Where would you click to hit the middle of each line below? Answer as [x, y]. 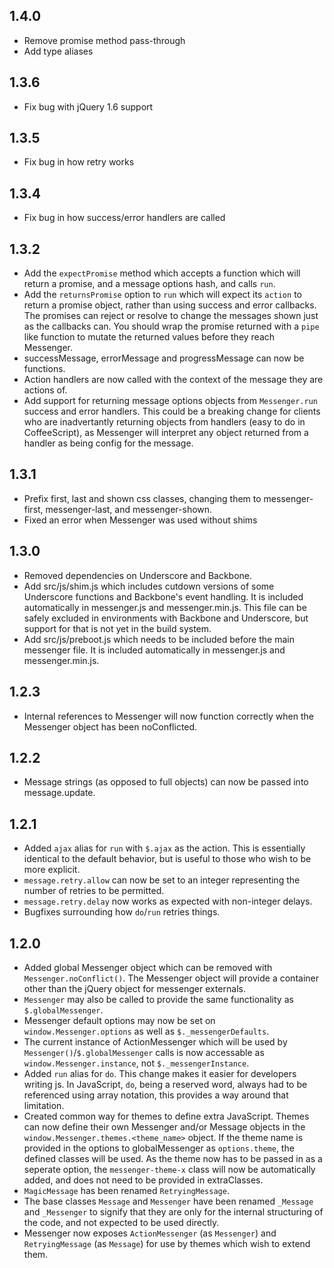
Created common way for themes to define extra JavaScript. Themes [166, 1116]
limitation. [44, 1105]
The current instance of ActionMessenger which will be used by [155, 1041]
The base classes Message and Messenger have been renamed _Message [168, 1201]
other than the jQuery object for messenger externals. [134, 988]
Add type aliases [58, 51]
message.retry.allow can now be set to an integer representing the [162, 880]
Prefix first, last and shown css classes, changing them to [142, 498]
